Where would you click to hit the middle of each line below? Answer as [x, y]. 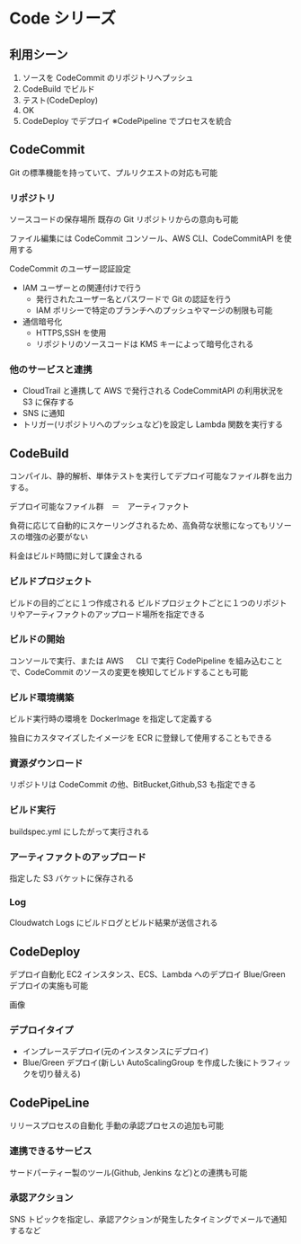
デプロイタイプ [41, 1030]
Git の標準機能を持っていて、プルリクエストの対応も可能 [114, 173]
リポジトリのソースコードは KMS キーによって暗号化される [145, 344]
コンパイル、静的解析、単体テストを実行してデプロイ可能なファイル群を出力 [151, 476]
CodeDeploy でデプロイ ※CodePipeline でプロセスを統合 [127, 121]
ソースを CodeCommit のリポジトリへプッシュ [108, 78]
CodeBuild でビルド [58, 89]
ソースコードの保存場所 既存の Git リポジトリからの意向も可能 [124, 219]
